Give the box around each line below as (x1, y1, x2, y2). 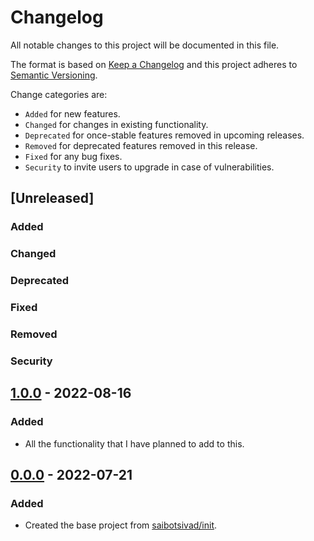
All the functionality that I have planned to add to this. (24, 437, 245, 450)
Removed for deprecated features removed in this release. (24, 139, 258, 151)
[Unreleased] (10, 190, 95, 207)
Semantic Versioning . (10, 69, 98, 81)
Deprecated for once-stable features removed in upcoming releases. (24, 129, 305, 141)
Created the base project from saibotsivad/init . (24, 519, 218, 531)
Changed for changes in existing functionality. (24, 118, 209, 130)
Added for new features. (24, 107, 121, 120)
